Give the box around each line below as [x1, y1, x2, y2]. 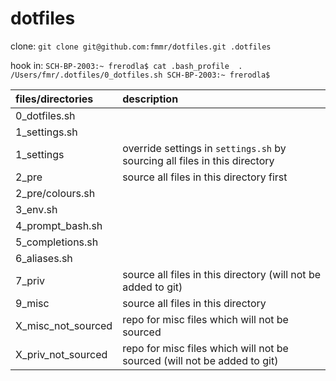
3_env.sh [15, 202, 58, 216]
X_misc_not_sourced [15, 318, 113, 332]
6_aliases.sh [15, 251, 73, 265]
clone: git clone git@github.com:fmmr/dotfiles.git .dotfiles [10, 40, 272, 52]
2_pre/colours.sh [15, 186, 96, 200]
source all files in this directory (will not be [122, 267, 322, 281]
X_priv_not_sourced [15, 347, 108, 361]
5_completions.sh [15, 235, 99, 249]
